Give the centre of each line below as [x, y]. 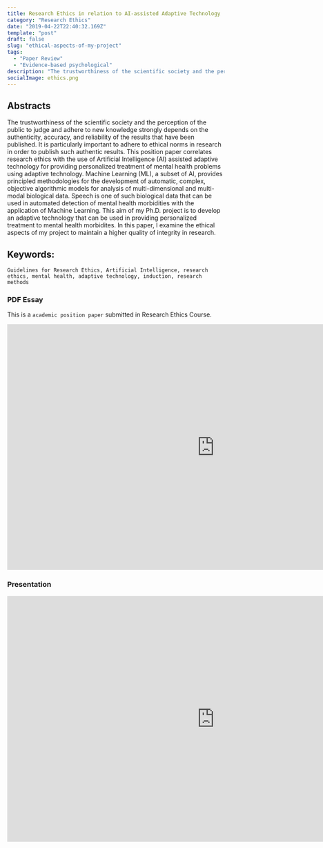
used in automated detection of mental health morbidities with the [101, 203]
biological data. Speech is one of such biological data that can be [119, 196]
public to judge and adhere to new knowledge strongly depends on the [108, 130]
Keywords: [31, 254]
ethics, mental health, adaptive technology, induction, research [105, 276]
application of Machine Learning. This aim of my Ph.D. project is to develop [114, 211]
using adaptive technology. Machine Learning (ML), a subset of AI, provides [115, 174]
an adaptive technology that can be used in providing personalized [102, 218]
